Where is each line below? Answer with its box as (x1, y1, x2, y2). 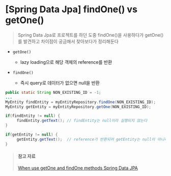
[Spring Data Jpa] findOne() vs (5, 4, 137, 15)
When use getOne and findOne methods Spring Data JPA (17, 165, 138, 171)
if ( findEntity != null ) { (5, 113, 60, 118)
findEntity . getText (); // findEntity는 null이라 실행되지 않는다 (16, 118, 148, 123)
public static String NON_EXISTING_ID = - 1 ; (5, 90, 101, 95)
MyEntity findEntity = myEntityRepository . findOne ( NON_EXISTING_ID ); (5, 99, 156, 105)
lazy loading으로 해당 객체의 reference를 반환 (20, 59, 112, 65)
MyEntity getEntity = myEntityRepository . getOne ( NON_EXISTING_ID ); (5, 104, 152, 109)
